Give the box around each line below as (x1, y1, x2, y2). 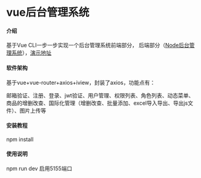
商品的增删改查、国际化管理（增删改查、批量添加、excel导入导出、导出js (6, 99, 188, 107)
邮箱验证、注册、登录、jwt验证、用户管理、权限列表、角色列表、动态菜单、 (6, 91, 194, 99)
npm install (6, 136, 34, 143)
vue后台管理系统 (6, 5, 90, 19)
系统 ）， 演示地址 (11, 49, 51, 56)
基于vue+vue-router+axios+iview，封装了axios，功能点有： (6, 79, 156, 86)
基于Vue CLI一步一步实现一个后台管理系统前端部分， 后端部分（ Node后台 (6, 42, 189, 49)
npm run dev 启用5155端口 (6, 165, 73, 172)
